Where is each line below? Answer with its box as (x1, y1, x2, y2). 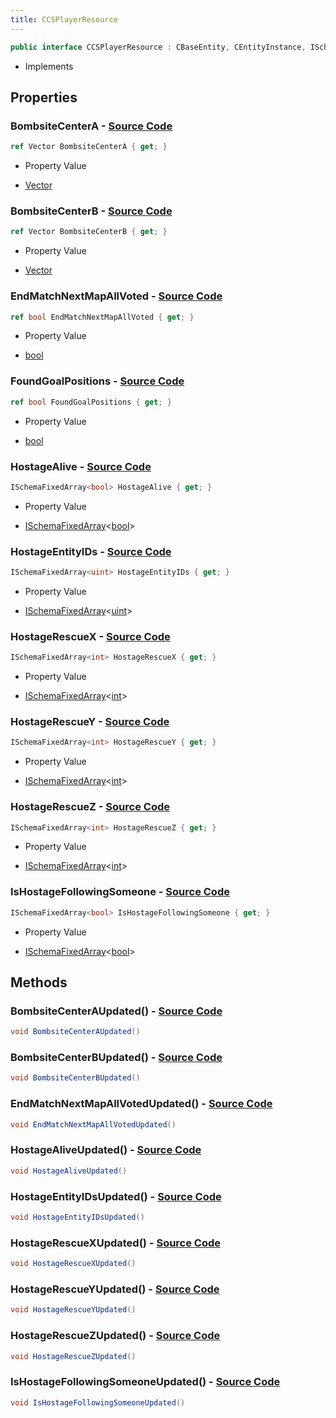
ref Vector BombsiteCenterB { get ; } (10, 227, 168, 237)
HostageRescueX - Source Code (10, 629, 171, 643)
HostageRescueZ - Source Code (10, 800, 170, 814)
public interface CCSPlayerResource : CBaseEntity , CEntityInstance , (10, 42, 307, 52)
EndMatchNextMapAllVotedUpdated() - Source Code (10, 1097, 273, 1111)
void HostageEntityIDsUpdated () (10, 1212, 145, 1222)
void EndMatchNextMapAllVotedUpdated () (10, 1119, 177, 1130)
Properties (10, 89, 78, 106)
